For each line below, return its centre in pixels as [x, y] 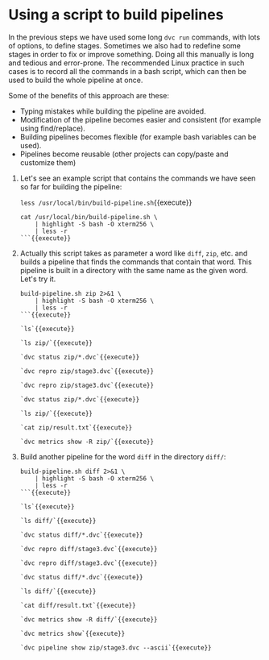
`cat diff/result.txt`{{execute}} [78, 605]
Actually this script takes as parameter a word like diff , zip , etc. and [134, 253]
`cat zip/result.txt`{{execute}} [76, 428]
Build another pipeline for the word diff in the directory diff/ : [123, 456]
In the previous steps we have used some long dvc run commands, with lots [134, 37]
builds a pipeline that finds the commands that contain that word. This [136, 262]
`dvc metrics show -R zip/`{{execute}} [87, 442]
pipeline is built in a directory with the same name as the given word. [134, 270]
